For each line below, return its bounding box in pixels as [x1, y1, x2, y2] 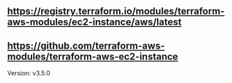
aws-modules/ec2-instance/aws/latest [7, 17, 182, 28]
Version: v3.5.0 [7, 69, 51, 77]
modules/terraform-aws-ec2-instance [7, 50, 179, 62]
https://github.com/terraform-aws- [7, 39, 165, 51]
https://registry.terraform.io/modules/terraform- [7, 6, 225, 17]
